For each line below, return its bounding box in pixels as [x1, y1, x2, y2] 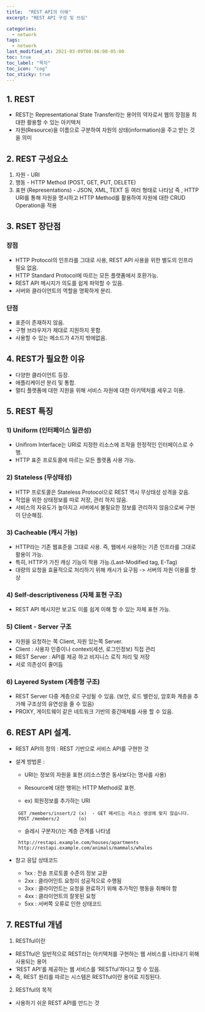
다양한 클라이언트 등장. [15, 371, 70, 379]
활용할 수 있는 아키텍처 [26, 119, 81, 126]
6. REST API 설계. [6, 727, 72, 738]
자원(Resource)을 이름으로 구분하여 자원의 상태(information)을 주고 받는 [15, 126, 188, 134]
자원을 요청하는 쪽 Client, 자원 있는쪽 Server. [15, 638, 123, 645]
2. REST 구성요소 [6, 154, 69, 164]
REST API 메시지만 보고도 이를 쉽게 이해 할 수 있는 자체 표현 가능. [15, 606, 171, 613]
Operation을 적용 [15, 202, 57, 209]
